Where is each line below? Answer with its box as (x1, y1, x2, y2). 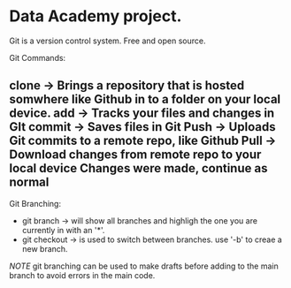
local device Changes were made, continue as (9, 161, 268, 176)
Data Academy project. (9, 6, 182, 27)
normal (9, 175, 50, 190)
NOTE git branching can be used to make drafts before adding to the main (9, 261, 279, 271)
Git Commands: (9, 52, 66, 63)
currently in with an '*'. (21, 224, 105, 235)
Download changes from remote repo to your (9, 148, 262, 163)
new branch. (21, 243, 68, 254)
